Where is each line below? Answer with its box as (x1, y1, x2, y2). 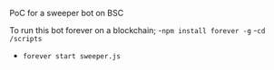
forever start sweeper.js (22, 52, 121, 61)
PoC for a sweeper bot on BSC (9, 8, 124, 18)
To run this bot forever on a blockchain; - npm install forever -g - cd (9, 25, 266, 35)
